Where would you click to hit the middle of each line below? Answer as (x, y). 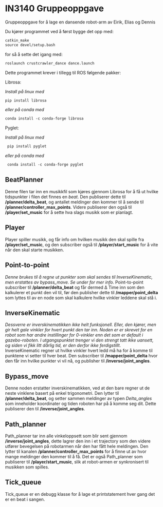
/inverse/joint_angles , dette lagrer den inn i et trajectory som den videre (78, 441)
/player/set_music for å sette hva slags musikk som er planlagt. (69, 212)
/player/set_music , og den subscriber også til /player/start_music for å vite (81, 244)
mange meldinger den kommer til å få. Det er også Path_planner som (74, 456)
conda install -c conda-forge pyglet (45, 165)
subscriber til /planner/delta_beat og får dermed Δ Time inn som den (75, 287)
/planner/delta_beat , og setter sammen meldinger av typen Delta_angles (79, 399)
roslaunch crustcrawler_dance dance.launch (50, 63)
